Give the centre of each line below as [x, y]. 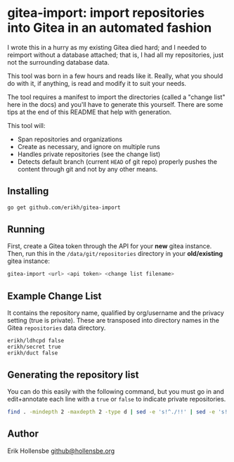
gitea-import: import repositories [106, 13]
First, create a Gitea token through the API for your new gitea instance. [110, 246]
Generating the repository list [73, 374]
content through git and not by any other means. [87, 169]
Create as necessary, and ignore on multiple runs [89, 146]
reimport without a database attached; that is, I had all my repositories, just [116, 55]
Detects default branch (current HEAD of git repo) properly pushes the [117, 161]
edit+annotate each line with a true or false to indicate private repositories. [117, 399]
